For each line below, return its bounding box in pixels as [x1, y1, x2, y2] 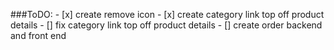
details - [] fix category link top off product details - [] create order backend [10, 19, 323, 31]
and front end [10, 30, 67, 41]
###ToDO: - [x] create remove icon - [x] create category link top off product [10, 9, 325, 20]
